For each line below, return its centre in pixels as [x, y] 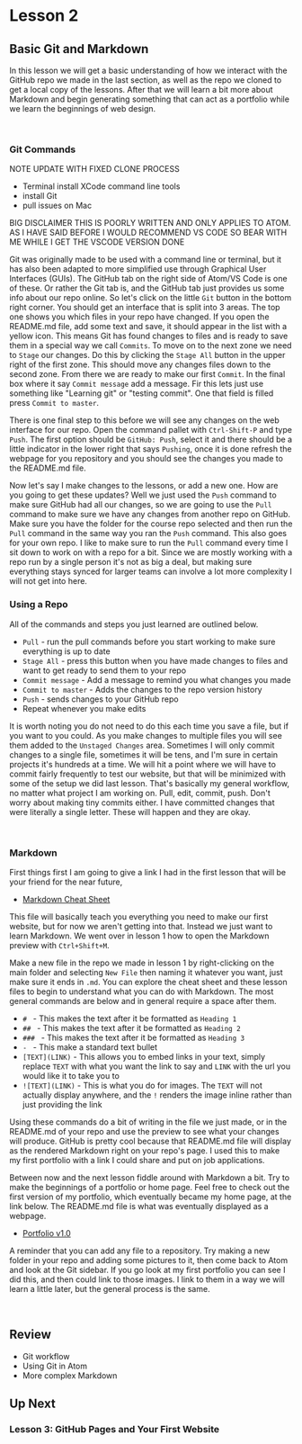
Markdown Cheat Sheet [66, 899]
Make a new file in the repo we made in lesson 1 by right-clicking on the [142, 963]
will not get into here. [49, 581]
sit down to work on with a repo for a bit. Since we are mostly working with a [151, 552]
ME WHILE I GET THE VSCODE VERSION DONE [97, 242]
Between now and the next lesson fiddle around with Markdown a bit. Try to [150, 1177]
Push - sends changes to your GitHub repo [100, 699]
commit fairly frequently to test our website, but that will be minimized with [147, 774]
